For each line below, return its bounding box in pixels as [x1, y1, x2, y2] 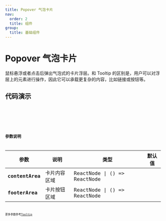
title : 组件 [9, 21, 33, 26]
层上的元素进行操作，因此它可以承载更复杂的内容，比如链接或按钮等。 [5, 76, 148, 82]
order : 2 [9, 16, 28, 21]
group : [5, 26, 19, 31]
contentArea [7, 173, 41, 179]
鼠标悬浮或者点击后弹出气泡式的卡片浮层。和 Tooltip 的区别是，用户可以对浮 [5, 70, 160, 76]
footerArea [7, 189, 38, 196]
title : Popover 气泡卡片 [5, 7, 53, 12]
